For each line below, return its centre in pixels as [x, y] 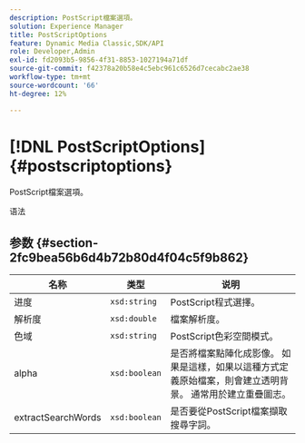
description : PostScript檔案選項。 [74, 18]
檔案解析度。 [197, 320]
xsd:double [133, 319]
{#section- [67, 243]
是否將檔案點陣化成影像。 [225, 353]
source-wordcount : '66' [54, 85]
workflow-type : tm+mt [50, 77]
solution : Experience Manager [67, 26]
